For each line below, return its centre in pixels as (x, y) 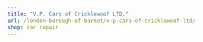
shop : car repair (33, 27)
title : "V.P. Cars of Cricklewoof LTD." (68, 14)
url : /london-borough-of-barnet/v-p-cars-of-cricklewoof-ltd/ (101, 21)
